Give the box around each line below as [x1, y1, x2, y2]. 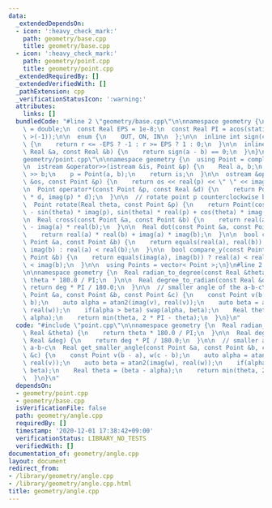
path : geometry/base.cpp [23, 34, 107, 43]
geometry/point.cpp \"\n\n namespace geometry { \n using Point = [23, 155, 244, 163]
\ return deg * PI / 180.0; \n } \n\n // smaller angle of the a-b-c [23, 283, 263, 292]
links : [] [23, 110, 57, 118]
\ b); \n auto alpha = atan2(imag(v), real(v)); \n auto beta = [23, 299, 259, 307]
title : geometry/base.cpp [23, 42, 111, 50]
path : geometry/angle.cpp [15, 411, 104, 420]
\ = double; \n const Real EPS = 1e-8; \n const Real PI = [23, 125, 227, 133]
